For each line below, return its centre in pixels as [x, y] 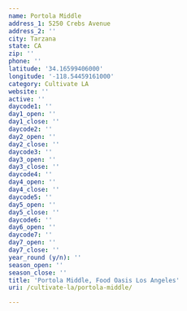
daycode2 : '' [30, 129]
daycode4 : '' [30, 175]
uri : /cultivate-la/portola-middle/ [70, 288]
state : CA [25, 46]
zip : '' [22, 54]
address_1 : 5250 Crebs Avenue [60, 24]
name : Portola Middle [45, 16]
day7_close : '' [34, 250]
